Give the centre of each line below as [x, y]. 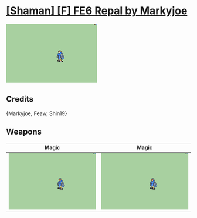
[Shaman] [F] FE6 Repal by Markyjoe [97, 11]
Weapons [24, 132]
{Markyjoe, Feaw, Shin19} [37, 113]
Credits [20, 99]
